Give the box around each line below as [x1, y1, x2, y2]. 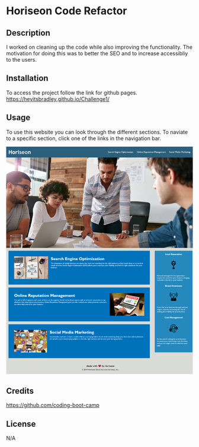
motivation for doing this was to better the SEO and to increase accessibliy [6, 50, 188, 57]
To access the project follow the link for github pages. [6, 89, 137, 96]
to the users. [6, 56, 37, 63]
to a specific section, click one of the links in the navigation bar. [6, 135, 162, 142]
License [6, 419, 36, 429]
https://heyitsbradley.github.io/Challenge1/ [6, 95, 110, 102]
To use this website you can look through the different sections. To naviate [6, 128, 188, 135]
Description [6, 28, 50, 38]
